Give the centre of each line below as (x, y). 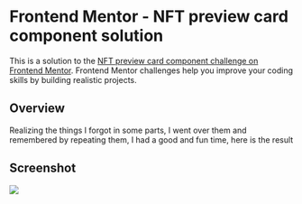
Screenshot (43, 168)
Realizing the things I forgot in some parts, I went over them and (128, 130)
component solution (87, 36)
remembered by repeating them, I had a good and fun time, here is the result (151, 139)
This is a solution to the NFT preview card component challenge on (134, 60)
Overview (37, 109)
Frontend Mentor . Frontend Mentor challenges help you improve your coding (151, 70)
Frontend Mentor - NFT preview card (149, 17)
